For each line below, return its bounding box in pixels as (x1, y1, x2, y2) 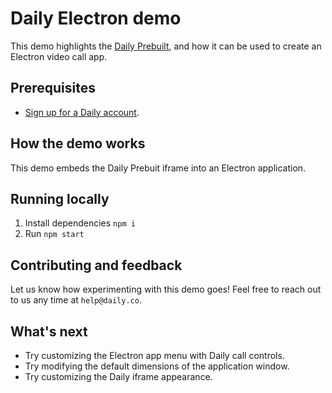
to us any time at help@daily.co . (10, 294, 142, 306)
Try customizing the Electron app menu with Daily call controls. (24, 350, 285, 361)
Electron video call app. (10, 50, 108, 62)
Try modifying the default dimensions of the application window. (24, 360, 290, 372)
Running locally (10, 190, 110, 207)
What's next (10, 323, 88, 340)
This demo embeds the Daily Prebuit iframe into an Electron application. (10, 162, 307, 174)
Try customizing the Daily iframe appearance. (24, 371, 213, 382)
